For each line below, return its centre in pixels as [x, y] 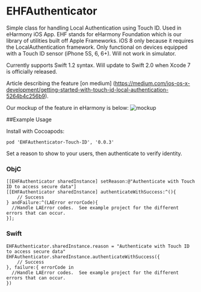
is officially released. [32, 71]
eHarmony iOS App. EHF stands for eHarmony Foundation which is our [94, 34]
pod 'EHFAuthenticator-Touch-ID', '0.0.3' [60, 142]
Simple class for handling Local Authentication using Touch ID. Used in [94, 28]
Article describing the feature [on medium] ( [61, 83]
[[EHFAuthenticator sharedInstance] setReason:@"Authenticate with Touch [101, 182]
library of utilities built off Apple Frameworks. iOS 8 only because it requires [100, 40]
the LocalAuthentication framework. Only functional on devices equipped [97, 47]
